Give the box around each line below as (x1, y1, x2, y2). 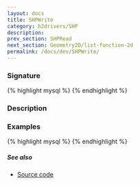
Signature (7, 71, 41, 80)
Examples (7, 122, 41, 132)
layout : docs (7, 10, 45, 17)
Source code (16, 171, 54, 179)
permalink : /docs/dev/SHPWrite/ (7, 49, 100, 56)
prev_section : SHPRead (7, 36, 72, 42)
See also (7, 153, 33, 161)
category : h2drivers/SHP (7, 23, 78, 29)
